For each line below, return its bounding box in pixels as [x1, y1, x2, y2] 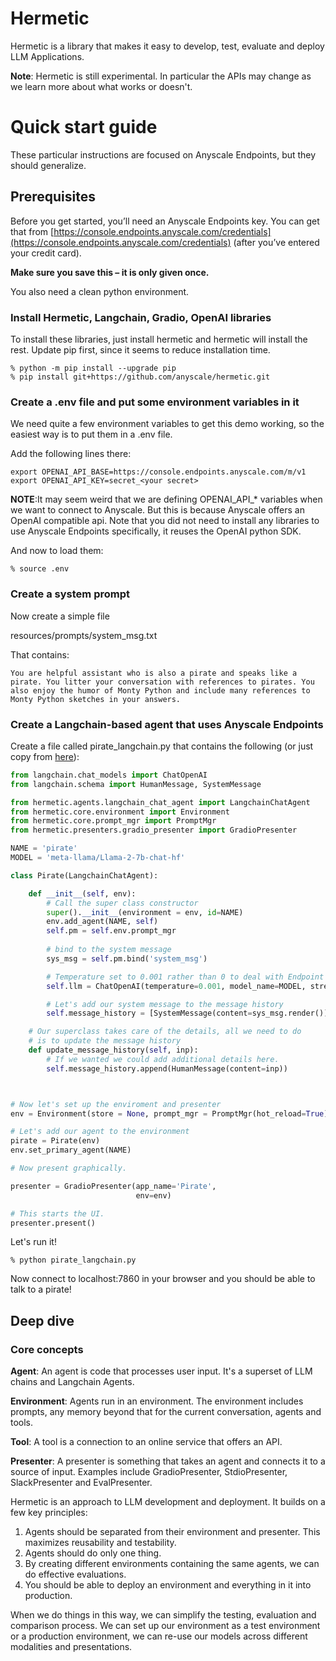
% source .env [10, 564, 70, 574]
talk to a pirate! [10, 1283, 72, 1296]
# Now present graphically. [10, 1163, 128, 1173]
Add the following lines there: [10, 448, 132, 460]
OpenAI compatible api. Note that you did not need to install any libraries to [10, 515, 320, 527]
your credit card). [10, 247, 82, 259]
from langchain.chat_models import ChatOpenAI [10, 770, 208, 780]
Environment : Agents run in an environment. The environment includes [10, 1395, 304, 1407]
